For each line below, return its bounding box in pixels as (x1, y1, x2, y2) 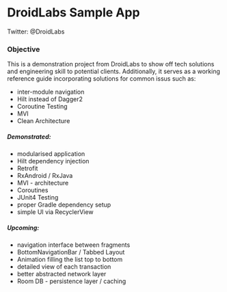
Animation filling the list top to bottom (16, 255, 123, 264)
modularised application (16, 150, 85, 158)
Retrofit (16, 164, 38, 172)
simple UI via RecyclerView (16, 208, 94, 216)
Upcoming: (7, 224, 40, 232)
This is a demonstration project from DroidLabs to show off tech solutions (7, 60, 215, 68)
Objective (7, 44, 40, 54)
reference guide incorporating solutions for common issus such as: (7, 75, 196, 83)
